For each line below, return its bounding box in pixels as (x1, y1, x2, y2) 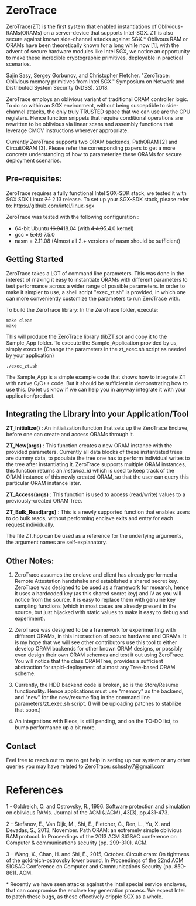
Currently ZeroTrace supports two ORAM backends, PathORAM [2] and (6, 138, 178, 145)
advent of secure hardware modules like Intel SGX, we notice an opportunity (6, 48, 190, 55)
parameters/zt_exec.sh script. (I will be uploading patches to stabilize (14, 700, 182, 708)
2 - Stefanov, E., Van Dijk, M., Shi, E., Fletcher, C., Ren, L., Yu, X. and (6, 820, 171, 827)
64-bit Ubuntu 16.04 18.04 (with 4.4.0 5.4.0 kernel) (14, 224, 134, 232)
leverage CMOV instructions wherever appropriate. (6, 127, 129, 134)
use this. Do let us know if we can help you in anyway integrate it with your (6, 386, 186, 393)
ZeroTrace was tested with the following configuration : (6, 213, 139, 220)
